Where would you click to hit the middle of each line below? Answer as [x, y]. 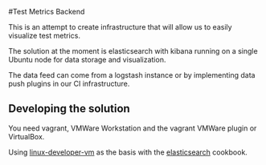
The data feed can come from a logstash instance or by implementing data [132, 75]
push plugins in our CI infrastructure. [69, 84]
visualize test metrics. [44, 36]
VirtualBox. [27, 136]
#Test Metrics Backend [47, 12]
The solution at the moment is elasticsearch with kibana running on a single [133, 51]
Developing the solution [69, 109]
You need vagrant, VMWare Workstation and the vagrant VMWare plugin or [133, 128]
